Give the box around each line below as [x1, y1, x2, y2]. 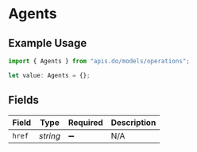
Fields [8, 93, 40, 107]
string [38, 130, 61, 141]
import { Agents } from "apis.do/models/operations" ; [8, 57, 191, 65]
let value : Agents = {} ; [8, 71, 91, 79]
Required [68, 116, 103, 127]
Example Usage [8, 36, 87, 50]
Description [110, 116, 156, 127]
